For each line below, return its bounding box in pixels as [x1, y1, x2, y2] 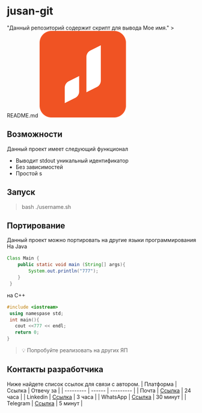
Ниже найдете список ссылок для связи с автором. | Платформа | [7, 380, 177, 388]
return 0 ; [14, 329, 40, 335]
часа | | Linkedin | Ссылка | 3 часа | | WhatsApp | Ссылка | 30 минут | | [7, 393, 187, 400]
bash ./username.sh [21, 203, 72, 210]
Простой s [15, 170, 43, 177]
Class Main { [7, 255, 40, 261]
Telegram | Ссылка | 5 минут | [7, 399, 83, 407]
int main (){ [9, 317, 40, 323]
